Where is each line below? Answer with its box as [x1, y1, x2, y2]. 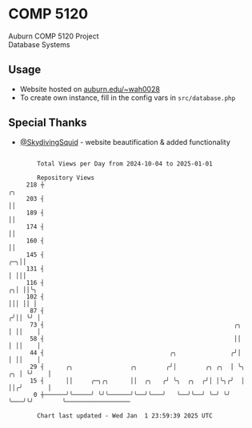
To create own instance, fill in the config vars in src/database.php [19, 93, 236, 102]
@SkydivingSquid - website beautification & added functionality [19, 137, 230, 146]
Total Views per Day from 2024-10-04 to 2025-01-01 [37, 159, 214, 168]
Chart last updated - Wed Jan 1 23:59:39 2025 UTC [37, 411, 214, 420]
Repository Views [37, 174, 94, 182]
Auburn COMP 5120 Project [8, 31, 99, 41]
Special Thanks [8, 116, 87, 130]
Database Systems [8, 39, 70, 49]
